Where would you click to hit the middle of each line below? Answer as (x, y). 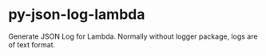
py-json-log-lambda (77, 15)
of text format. (32, 44)
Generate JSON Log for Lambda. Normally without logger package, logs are (133, 36)
